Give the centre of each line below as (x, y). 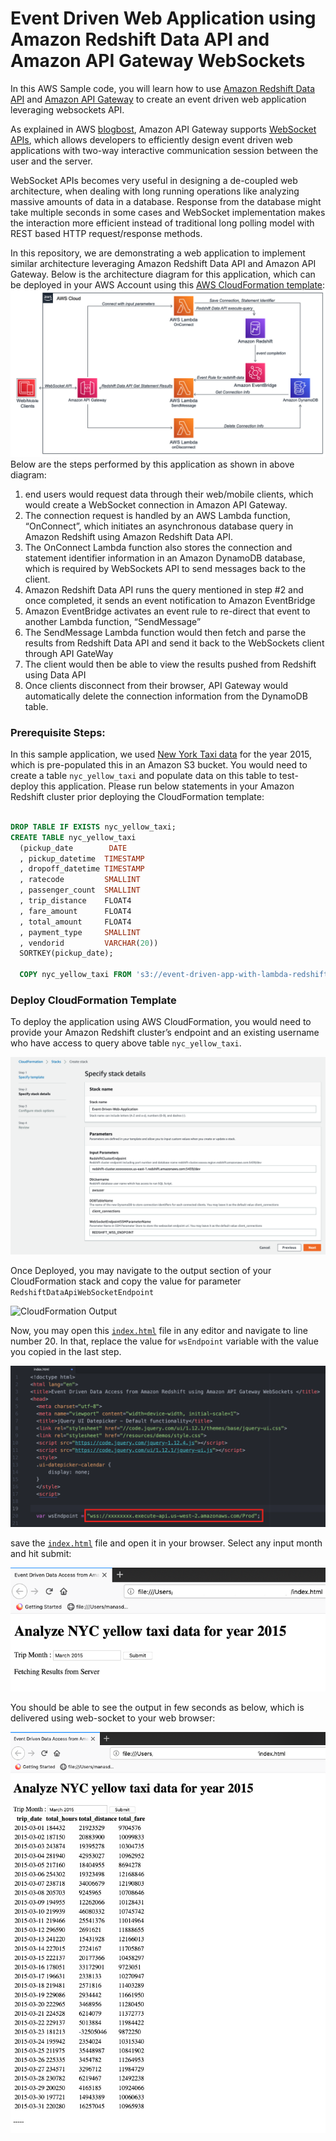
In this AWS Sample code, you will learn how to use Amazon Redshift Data (162, 88)
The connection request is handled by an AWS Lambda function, (157, 515)
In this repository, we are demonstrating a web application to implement (158, 253)
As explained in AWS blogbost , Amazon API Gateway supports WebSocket (163, 129)
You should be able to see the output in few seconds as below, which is (157, 1707)
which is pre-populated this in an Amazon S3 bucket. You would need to (159, 765)
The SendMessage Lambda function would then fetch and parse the (165, 632)
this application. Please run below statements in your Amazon (167, 786)
